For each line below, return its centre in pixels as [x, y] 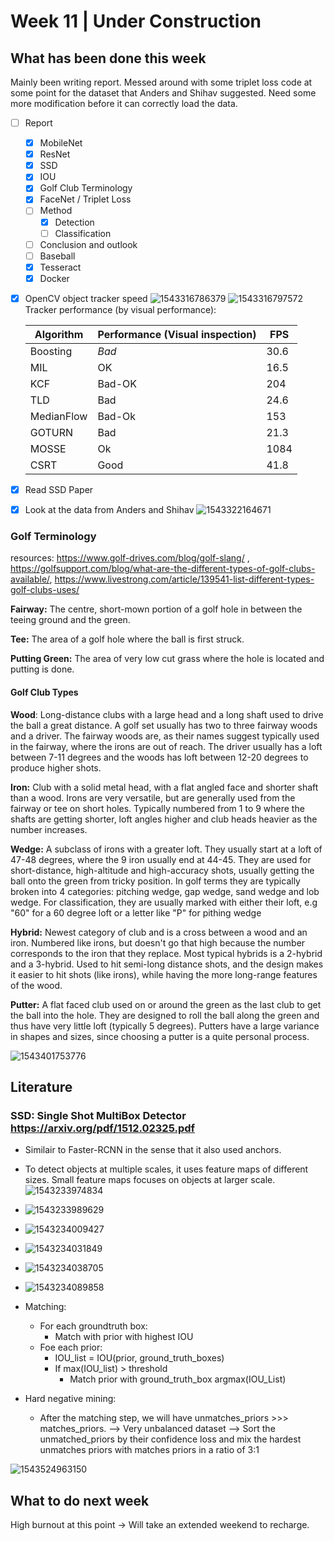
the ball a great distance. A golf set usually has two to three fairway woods [164, 725]
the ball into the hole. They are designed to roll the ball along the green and [165, 1015]
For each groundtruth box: [93, 1326]
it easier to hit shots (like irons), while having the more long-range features [164, 974]
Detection [74, 222]
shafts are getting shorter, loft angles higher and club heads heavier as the [164, 819]
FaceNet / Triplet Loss [85, 199]
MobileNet [61, 143]
